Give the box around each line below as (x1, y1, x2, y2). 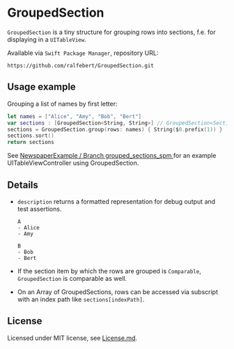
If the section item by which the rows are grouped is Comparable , (17, 266, 202, 275)
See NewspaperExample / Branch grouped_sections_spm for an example (7, 152, 217, 160)
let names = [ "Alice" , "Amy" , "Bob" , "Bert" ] (7, 113, 142, 120)
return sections (7, 139, 54, 146)
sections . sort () (7, 132, 54, 140)
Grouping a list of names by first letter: (7, 99, 118, 108)
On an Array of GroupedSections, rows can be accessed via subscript (17, 287, 218, 296)
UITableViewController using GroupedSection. (7, 159, 139, 168)
